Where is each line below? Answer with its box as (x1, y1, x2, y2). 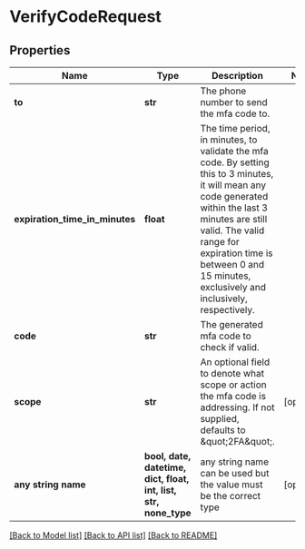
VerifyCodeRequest (9, 6, 162, 27)
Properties (9, 43, 71, 58)
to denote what (200, 368, 265, 379)
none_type (143, 506, 192, 519)
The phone (200, 84, 247, 97)
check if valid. (200, 341, 261, 353)
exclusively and (200, 281, 266, 293)
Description (212, 70, 263, 82)
